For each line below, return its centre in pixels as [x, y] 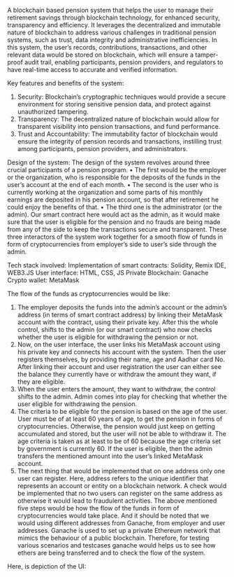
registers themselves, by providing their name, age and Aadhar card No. [121, 359]
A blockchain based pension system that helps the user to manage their [110, 10]
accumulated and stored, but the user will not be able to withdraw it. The [122, 434]
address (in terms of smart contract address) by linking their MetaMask [120, 315]
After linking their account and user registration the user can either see [119, 367]
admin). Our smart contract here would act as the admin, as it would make [114, 214]
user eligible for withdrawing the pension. [77, 404]
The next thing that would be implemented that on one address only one [121, 471]
